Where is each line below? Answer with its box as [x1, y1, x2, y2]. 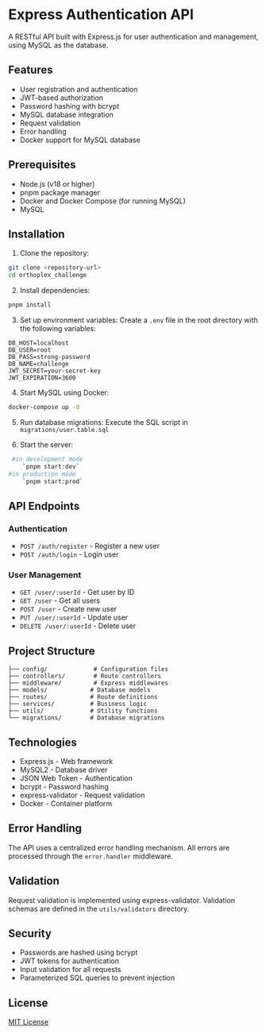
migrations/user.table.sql [19, 426, 110, 434]
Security [8, 927, 52, 940]
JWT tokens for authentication [19, 956, 119, 966]
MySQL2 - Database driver [19, 765, 108, 774]
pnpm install [8, 301, 52, 309]
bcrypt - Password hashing [19, 781, 109, 791]
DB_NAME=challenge [8, 360, 69, 368]
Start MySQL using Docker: [19, 388, 110, 397]
